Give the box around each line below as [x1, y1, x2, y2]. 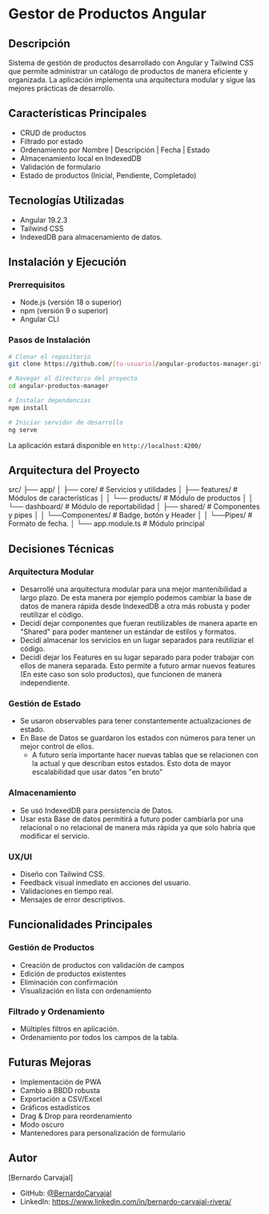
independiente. [19, 678, 70, 688]
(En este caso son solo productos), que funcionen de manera [19, 670, 223, 680]
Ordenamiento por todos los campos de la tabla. [19, 1032, 179, 1042]
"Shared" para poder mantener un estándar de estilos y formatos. [19, 627, 237, 637]
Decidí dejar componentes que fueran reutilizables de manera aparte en [19, 619, 258, 628]
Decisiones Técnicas [8, 542, 114, 555]
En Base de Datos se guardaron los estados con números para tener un [19, 733, 256, 743]
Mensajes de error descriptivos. [19, 895, 126, 904]
